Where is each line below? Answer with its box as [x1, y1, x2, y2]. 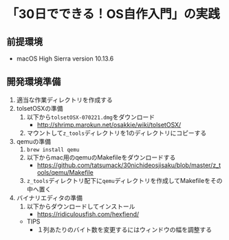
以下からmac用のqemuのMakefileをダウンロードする [26, 153, 176, 162]
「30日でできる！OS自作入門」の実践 [6, 6, 221, 22]
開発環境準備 [6, 76, 61, 88]
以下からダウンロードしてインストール [26, 202, 135, 210]
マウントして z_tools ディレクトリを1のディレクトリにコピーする [26, 129, 207, 137]
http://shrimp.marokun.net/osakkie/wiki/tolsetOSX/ [36, 120, 182, 129]
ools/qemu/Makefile [36, 168, 94, 176]
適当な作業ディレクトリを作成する [16, 96, 113, 104]
